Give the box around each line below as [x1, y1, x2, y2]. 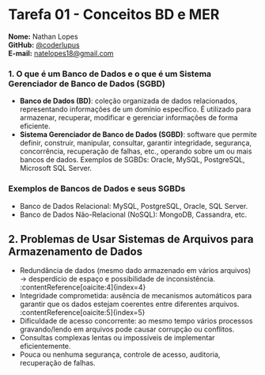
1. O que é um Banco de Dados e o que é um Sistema [8, 68, 212, 79]
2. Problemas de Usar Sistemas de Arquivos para [8, 232, 254, 246]
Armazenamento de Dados [8, 244, 143, 258]
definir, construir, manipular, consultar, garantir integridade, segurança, [19, 138, 252, 148]
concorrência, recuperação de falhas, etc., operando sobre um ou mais [19, 146, 252, 156]
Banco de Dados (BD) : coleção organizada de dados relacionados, [19, 97, 238, 106]
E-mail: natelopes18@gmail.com [8, 48, 114, 58]
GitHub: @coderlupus [8, 40, 81, 49]
